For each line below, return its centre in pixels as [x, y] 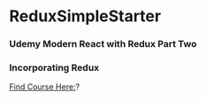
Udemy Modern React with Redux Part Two [103, 44]
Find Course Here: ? [45, 87]
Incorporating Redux [54, 68]
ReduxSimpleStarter [85, 16]
